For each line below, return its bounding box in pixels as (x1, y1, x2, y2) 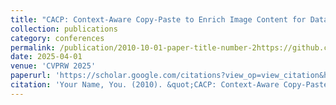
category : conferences (10, 33, 105, 43)
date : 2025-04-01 (10, 52, 83, 62)
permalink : (10, 42, 56, 53)
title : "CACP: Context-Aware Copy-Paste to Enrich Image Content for (10, 14, 307, 25)
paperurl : (10, 71, 52, 81)
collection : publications (10, 24, 118, 34)
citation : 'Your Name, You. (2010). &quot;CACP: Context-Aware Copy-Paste (10, 80, 329, 90)
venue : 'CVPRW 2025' (10, 61, 97, 71)
